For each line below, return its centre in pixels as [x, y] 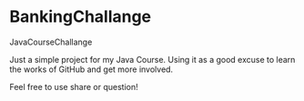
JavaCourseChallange [51, 42]
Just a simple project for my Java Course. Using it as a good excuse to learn [152, 59]
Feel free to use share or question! [74, 86]
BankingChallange [81, 17]
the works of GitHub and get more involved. [91, 69]
